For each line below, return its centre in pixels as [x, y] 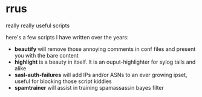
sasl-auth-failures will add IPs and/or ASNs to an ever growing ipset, [101, 75]
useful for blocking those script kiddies [63, 81]
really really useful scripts [38, 25]
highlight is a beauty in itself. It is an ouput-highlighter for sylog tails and [105, 62]
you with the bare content [47, 55]
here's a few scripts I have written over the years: [67, 37]
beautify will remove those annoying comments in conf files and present [105, 49]
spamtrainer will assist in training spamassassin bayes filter [89, 87]
